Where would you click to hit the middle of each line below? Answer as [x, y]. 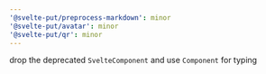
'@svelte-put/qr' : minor [56, 34]
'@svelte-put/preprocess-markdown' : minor [90, 18]
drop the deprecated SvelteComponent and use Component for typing [133, 60]
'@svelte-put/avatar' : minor [64, 26]
